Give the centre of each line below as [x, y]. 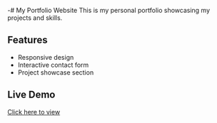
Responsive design [46, 57]
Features [27, 40]
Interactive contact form [53, 65]
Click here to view [34, 112]
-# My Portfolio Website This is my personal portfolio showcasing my [109, 10]
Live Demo [31, 95]
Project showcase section [56, 72]
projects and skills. [35, 18]
